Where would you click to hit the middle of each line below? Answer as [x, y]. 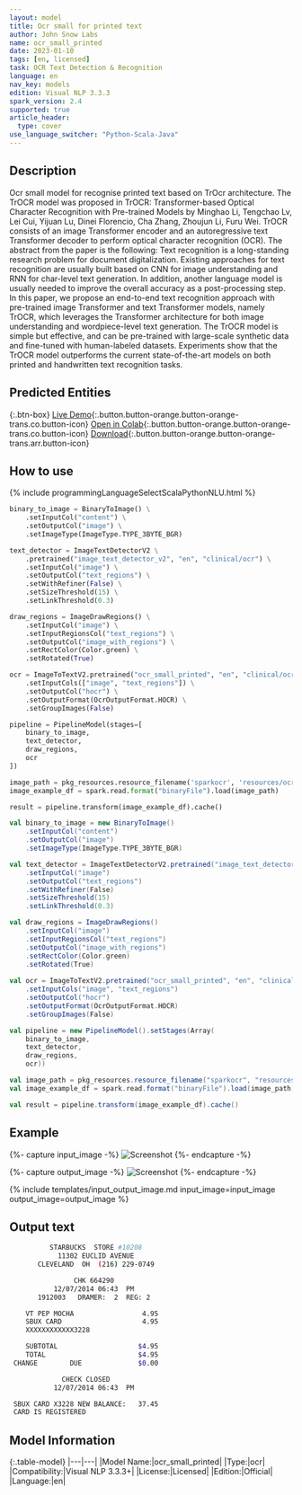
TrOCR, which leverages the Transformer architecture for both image [137, 316]
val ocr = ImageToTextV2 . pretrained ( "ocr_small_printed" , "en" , [132, 981]
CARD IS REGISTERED [50, 1412]
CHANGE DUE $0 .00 [86, 1363]
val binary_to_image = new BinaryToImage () [92, 823]
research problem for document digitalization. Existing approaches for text [147, 259]
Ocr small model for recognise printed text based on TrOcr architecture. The [151, 192]
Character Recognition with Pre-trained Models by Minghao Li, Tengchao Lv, [151, 211]
